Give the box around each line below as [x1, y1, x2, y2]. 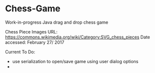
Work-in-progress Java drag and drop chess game [5, 19, 109, 25]
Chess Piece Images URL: [5, 29, 58, 35]
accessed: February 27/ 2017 [5, 39, 65, 45]
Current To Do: [5, 49, 36, 55]
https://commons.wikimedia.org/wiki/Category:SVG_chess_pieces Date [5, 34, 151, 40]
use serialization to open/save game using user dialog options [12, 58, 139, 64]
